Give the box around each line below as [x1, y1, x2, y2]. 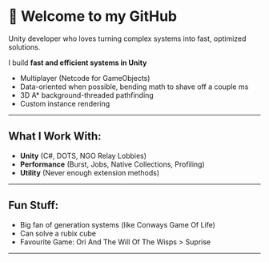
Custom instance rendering [19, 99, 110, 108]
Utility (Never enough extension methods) [19, 167, 160, 177]
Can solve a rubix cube [19, 228, 96, 238]
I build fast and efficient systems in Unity [8, 58, 147, 67]
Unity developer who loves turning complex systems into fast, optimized [8, 34, 247, 43]
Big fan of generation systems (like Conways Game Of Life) [19, 220, 216, 229]
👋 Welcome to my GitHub [8, 7, 178, 26]
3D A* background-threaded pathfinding [19, 90, 154, 99]
